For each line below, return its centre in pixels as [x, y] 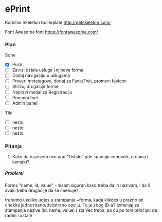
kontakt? [21, 162]
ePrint [18, 9]
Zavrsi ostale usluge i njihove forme [48, 70]
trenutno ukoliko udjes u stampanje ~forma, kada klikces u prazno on [74, 200]
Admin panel [25, 103]
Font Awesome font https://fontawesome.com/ [52, 32]
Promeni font [25, 97]
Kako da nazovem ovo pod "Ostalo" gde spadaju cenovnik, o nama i [80, 157]
